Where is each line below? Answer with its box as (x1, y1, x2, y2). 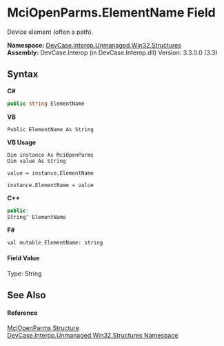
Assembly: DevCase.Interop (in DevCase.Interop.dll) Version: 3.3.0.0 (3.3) (7, 48, 218, 57)
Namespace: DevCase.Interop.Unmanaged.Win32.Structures (7, 41, 181, 49)
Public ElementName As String (7, 126, 94, 133)
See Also (7, 289, 46, 301)
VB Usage (7, 138, 37, 146)
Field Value (7, 253, 40, 262)
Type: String (7, 269, 42, 278)
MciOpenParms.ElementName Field (7, 5, 216, 21)
